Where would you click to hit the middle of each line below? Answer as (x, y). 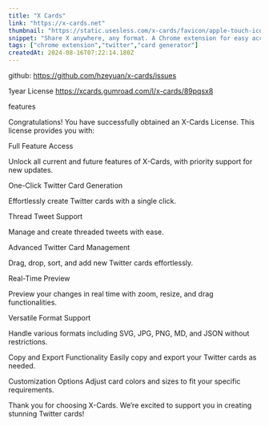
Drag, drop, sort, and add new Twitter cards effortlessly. (101, 263)
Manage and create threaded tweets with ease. (86, 232)
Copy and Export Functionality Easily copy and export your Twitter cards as (132, 357)
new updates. (31, 170)
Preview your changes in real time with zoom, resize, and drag (111, 294)
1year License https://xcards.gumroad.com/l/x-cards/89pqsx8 (111, 91)
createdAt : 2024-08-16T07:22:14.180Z (71, 53)
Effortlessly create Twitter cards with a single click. (92, 201)
